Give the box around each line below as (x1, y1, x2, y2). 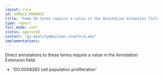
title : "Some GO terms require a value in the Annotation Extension (5, 16, 147, 21)
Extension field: (5, 57, 36, 63)
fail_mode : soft (5, 25, 38, 30)
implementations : (5, 39, 40, 44)
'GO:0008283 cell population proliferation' (12, 66, 97, 72)
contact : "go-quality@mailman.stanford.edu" (5, 34, 97, 39)
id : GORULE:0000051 (5, 12, 45, 16)
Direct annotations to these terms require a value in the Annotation (5, 52, 138, 58)
